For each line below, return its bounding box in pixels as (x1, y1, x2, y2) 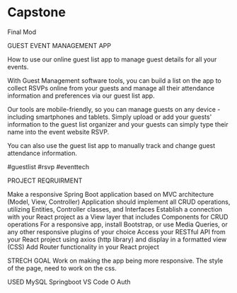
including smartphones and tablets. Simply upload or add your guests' (7, 113, 212, 121)
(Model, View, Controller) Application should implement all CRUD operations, (7, 197, 231, 206)
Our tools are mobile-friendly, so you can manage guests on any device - (7, 105, 221, 113)
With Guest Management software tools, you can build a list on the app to (7, 76, 221, 85)
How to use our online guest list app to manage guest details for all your (7, 54, 217, 64)
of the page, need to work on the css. (7, 263, 117, 272)
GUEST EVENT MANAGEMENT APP (7, 41, 112, 50)
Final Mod (7, 28, 37, 36)
